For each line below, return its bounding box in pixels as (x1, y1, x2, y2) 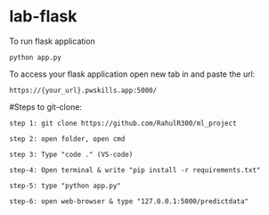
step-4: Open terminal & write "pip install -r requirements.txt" (9, 165, 261, 175)
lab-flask (9, 6, 77, 27)
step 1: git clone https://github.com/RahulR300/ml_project (9, 119, 238, 128)
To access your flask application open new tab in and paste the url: (9, 69, 256, 79)
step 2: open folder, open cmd (9, 134, 126, 144)
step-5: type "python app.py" (9, 181, 122, 190)
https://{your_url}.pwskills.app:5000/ (9, 86, 158, 95)
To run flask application (9, 36, 95, 46)
